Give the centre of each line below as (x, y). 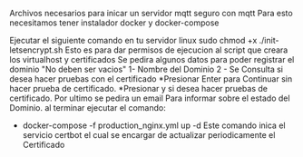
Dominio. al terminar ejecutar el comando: (88, 108)
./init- (269, 40)
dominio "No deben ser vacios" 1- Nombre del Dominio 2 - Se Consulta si (147, 69)
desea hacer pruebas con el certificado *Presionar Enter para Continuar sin (151, 79)
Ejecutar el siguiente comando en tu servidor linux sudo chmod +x (133, 40)
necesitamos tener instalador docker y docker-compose (114, 23)
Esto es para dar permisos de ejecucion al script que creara (176, 50)
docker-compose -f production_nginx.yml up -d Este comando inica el (154, 125)
